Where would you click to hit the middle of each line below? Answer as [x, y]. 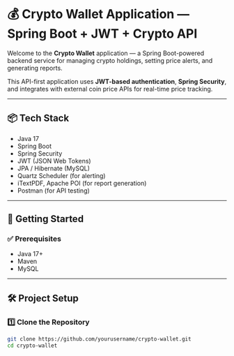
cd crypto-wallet [32, 346]
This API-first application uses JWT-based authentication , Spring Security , [117, 81]
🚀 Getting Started [46, 219]
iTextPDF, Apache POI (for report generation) [82, 183]
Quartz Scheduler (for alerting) [61, 175]
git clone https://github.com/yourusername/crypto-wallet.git [99, 339]
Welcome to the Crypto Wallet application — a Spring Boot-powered [106, 53]
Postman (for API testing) [54, 191]
